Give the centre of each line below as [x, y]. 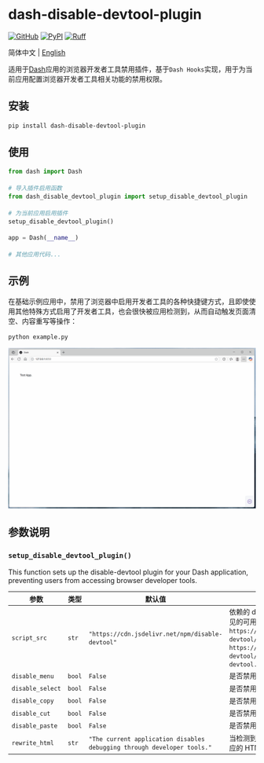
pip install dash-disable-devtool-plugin [77, 126]
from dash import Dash [45, 172]
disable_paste [35, 726]
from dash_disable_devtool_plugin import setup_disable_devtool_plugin [128, 197]
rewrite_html [33, 743]
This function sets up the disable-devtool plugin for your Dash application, [128, 572]
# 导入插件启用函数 [35, 189]
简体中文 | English [37, 52]
